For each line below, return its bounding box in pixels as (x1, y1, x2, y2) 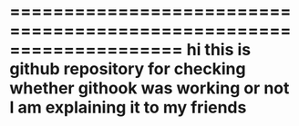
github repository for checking (9, 59, 246, 80)
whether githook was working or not (9, 78, 290, 99)
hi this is (186, 40, 252, 60)
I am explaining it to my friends (9, 97, 247, 118)
